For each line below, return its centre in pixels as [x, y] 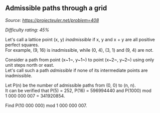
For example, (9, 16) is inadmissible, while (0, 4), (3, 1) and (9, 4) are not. [79, 50]
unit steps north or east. [30, 65]
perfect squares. [22, 45]
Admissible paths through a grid [56, 8]
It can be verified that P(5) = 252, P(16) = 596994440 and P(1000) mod [79, 90]
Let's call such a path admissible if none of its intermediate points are [77, 70]
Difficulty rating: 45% [27, 30]
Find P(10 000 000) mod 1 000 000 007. [46, 105]
